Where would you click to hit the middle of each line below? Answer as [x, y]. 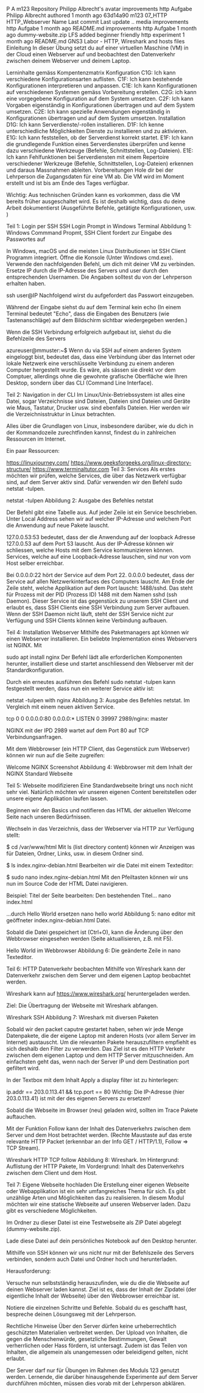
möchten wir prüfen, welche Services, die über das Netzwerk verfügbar [97, 476]
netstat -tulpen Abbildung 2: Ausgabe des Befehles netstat [80, 500]
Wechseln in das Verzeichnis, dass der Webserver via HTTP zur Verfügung [100, 829]
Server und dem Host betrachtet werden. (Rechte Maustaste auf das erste [99, 1135]
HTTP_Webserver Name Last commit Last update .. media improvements [97, 22]
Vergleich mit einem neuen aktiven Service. [61, 707]
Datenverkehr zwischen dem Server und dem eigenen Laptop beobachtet [98, 975]
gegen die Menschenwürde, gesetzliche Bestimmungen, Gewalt [86, 1339]
